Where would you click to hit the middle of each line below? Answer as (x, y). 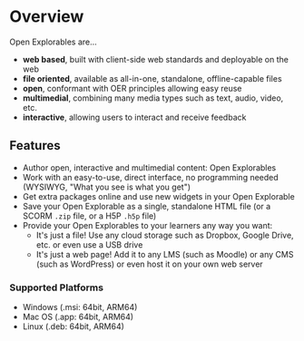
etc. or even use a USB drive (89, 244)
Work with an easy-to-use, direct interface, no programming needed (150, 177)
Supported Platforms (57, 287)
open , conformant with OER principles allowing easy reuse (132, 88)
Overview (47, 17)
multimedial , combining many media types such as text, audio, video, (153, 98)
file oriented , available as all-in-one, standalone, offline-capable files (152, 78)
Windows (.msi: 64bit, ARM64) (80, 307)
